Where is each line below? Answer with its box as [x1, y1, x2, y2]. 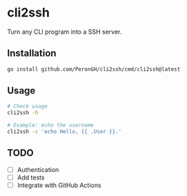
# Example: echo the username [7, 122, 95, 129]
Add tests [17, 173, 45, 182]
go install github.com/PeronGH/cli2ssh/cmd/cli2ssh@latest [7, 65, 181, 73]
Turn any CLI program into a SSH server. [7, 28, 122, 36]
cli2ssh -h [7, 109, 39, 116]
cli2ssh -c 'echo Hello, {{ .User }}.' [7, 129, 122, 135]
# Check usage [7, 103, 48, 110]
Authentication [17, 165, 59, 173]
